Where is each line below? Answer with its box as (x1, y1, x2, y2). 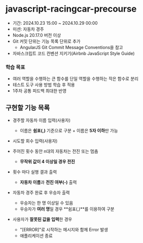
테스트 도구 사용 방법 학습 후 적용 (12, 82, 75, 88)
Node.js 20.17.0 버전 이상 (12, 32, 61, 38)
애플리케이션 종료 (19, 233, 53, 239)
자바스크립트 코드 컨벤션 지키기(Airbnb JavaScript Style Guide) (12, 50, 135, 56)
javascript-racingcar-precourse (5, 3, 137, 15)
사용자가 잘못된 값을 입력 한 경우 (12, 216, 72, 222)
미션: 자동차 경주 (12, 26, 44, 32)
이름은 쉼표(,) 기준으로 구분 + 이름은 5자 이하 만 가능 (19, 128, 118, 134)
